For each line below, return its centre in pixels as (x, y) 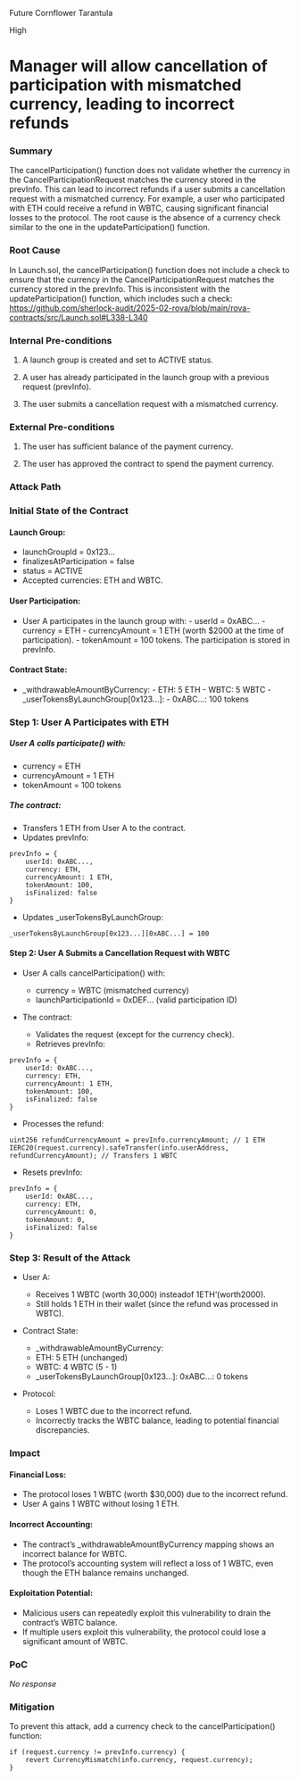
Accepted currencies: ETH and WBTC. (92, 580)
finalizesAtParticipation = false (79, 561)
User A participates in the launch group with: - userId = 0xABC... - (144, 620)
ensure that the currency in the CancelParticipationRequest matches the (142, 279)
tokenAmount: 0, (56, 1219)
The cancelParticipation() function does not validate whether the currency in (150, 171)
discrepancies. (62, 1430)
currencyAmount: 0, (62, 1212)
